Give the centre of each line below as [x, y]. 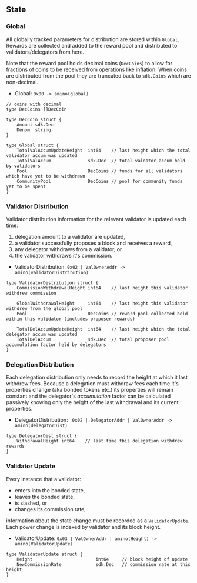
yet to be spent [26, 186]
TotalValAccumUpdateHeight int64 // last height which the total [104, 150]
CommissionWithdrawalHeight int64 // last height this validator [102, 288]
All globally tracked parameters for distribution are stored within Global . [93, 39]
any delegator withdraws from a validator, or [68, 249]
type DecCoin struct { [34, 119]
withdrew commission [31, 293]
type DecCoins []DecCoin [36, 109]
